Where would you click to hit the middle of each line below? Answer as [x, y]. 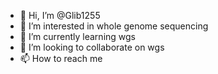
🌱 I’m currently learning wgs [77, 36]
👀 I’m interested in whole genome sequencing [114, 26]
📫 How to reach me [61, 58]
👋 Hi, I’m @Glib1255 [60, 15]
